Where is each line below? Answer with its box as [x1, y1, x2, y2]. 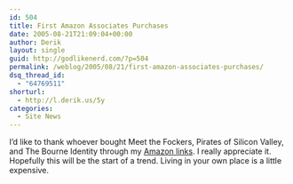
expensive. [9, 165, 50, 176]
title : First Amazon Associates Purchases [9, 21, 169, 30]
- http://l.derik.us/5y [17, 95, 105, 105]
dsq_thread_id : [9, 71, 66, 80]
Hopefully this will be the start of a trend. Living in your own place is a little [9, 156, 282, 166]
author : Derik [9, 37, 62, 47]
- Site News [17, 112, 62, 121]
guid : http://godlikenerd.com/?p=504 [9, 54, 149, 63]
